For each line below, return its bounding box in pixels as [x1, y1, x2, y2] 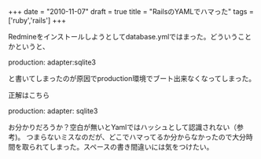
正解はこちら [8, 91, 50, 100]
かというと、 [8, 42, 50, 51]
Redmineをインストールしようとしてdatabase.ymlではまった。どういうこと [8, 32, 252, 41]
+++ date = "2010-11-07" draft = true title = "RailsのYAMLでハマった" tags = [8, 7, 254, 16]
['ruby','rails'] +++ [8, 16, 67, 25]
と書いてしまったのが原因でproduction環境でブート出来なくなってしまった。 [8, 74, 256, 83]
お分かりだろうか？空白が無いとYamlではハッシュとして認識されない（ [8, 123, 237, 131]
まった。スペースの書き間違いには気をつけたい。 [56, 142, 214, 151]
